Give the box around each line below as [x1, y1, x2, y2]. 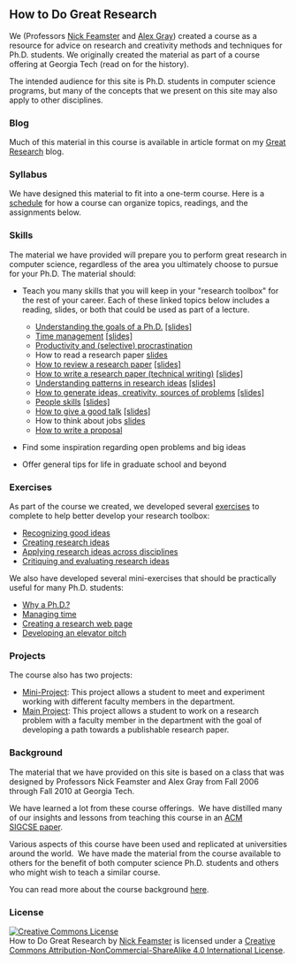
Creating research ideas [21, 537, 110, 547]
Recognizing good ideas [21, 528, 110, 538]
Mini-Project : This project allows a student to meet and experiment [21, 687, 265, 698]
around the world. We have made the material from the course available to [9, 848, 281, 859]
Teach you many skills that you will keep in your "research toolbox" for [21, 285, 279, 295]
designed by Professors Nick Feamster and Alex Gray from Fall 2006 [9, 776, 259, 786]
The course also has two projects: [9, 669, 133, 680]
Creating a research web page [21, 618, 133, 629]
